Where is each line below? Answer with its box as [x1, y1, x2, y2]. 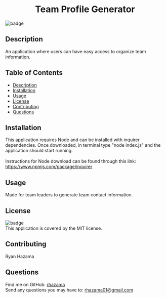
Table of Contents [5, 68, 63, 77]
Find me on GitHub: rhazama [5, 281, 65, 287]
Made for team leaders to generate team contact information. [5, 192, 133, 198]
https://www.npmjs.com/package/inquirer [5, 163, 93, 170]
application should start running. [5, 148, 73, 154]
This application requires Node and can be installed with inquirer [5, 137, 140, 143]
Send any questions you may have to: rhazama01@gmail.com [5, 287, 133, 293]
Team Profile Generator [35, 4, 135, 15]
